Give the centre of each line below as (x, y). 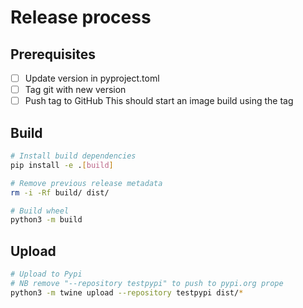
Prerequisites (53, 54)
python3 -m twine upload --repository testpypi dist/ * (127, 292)
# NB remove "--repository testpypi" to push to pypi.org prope (147, 283)
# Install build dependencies (73, 156)
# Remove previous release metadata (86, 183)
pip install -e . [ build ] (62, 165)
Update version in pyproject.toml (92, 78)
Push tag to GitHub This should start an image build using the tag (159, 101)
